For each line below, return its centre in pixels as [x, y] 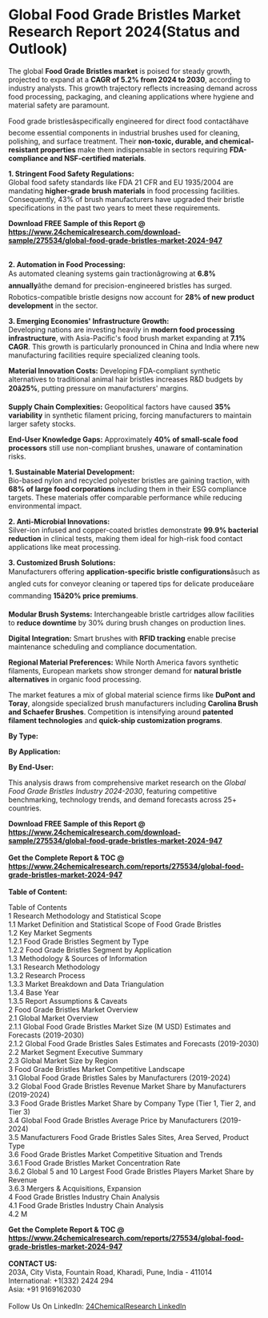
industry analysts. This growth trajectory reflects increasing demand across [133, 88]
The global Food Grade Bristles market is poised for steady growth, [120, 71]
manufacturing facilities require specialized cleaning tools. [104, 355]
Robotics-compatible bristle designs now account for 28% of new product [131, 297]
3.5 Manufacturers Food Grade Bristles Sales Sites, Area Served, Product [129, 1137]
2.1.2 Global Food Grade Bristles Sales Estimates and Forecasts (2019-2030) [134, 1043]
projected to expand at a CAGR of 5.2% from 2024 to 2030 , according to [129, 79]
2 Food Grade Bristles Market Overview [73, 1009]
